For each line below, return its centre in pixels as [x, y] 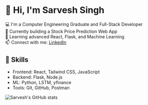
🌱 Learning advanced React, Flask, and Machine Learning [65, 36]
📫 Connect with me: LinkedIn [36, 42]
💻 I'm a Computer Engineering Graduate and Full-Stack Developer [74, 24]
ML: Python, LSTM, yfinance [42, 82]
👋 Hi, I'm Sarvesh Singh [55, 10]
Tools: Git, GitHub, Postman [41, 88]
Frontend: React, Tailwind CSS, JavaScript [56, 72]
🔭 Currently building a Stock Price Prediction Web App [61, 31]
